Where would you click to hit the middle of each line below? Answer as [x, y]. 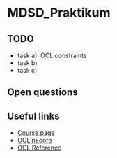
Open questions [42, 92]
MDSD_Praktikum [59, 13]
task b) [27, 63]
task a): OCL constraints [52, 55]
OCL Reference [39, 148]
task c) [27, 70]
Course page [36, 133]
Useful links [34, 116]
